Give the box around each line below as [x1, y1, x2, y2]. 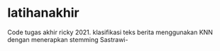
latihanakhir [7, 5, 79, 21]
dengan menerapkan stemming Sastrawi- [7, 35, 128, 43]
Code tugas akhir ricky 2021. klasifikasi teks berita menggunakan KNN [7, 28, 213, 36]
